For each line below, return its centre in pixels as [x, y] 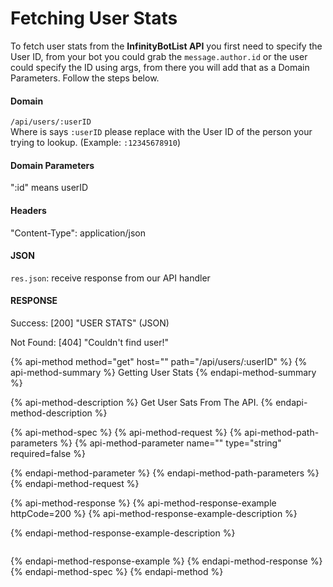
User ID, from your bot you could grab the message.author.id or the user [159, 56]
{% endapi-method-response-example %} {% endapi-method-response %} [166, 561]
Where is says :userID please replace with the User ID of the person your [161, 132]
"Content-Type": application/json [78, 233]
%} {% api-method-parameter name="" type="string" [170, 443]
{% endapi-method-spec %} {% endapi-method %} [117, 571]
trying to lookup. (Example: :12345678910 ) [95, 143]
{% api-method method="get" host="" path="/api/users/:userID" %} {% [159, 361]
